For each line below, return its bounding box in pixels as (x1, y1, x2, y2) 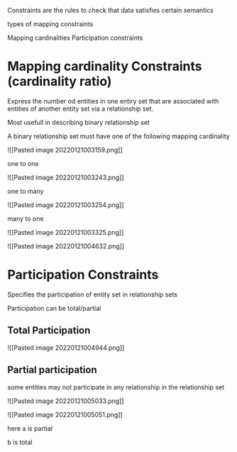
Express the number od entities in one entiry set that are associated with (7, 97, 219, 105)
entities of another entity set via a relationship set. (7, 104, 154, 113)
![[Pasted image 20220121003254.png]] (7, 200, 124, 209)
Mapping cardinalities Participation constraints (7, 33, 143, 42)
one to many (7, 187, 44, 195)
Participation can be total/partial (7, 304, 101, 312)
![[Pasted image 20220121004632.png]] (7, 241, 125, 250)
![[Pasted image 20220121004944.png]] (7, 343, 125, 352)
